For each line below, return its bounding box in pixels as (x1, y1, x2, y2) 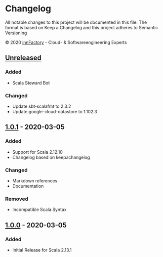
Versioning (5, 30, 27, 36)
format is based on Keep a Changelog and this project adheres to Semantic (5, 24, 158, 30)
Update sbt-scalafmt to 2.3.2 (12, 103, 71, 109)
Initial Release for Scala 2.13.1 (12, 247, 72, 253)
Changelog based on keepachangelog (12, 154, 90, 160)
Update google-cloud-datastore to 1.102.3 (12, 108, 97, 114)
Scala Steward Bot (12, 80, 50, 86)
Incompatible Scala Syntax (12, 207, 67, 213)
